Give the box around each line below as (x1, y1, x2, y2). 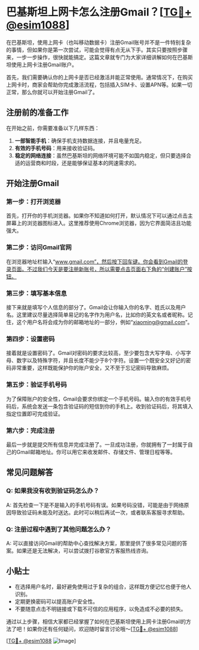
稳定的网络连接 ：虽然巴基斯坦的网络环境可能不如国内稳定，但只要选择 (14, 152, 187, 159)
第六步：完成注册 (6, 426, 55, 435)
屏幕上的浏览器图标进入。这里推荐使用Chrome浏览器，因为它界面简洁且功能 (6, 220, 192, 227)
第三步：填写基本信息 (6, 289, 67, 297)
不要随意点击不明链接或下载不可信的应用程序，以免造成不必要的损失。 (14, 605, 187, 612)
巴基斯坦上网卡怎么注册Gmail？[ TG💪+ (6, 5, 192, 19)
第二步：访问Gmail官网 (6, 243, 72, 252)
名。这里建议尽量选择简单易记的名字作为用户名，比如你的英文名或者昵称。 (6, 311, 188, 318)
